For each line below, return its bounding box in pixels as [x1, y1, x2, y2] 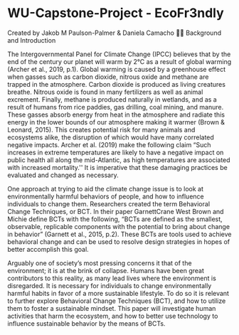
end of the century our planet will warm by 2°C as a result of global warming [7, 57, 232, 65]
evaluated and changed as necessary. [7, 171, 119, 179]
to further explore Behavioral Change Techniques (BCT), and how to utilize [7, 297, 226, 305]
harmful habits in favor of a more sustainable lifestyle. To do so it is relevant [7, 289, 230, 297]
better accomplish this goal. [7, 245, 89, 253]
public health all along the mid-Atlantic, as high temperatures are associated [7, 155, 230, 164]
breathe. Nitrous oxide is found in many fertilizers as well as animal [7, 87, 203, 96]
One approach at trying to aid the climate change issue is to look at [7, 184, 204, 193]
